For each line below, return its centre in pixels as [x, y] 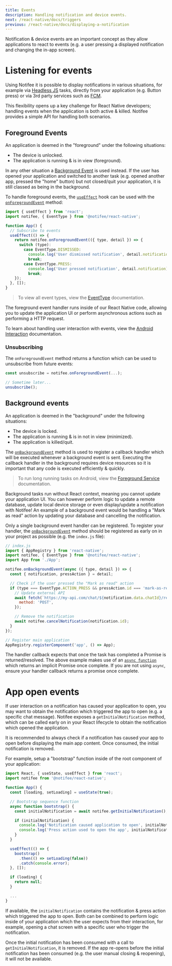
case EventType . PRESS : [48, 264]
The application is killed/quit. [43, 442]
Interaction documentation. [34, 334]
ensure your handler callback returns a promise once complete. [72, 671]
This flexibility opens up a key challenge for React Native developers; [78, 106]
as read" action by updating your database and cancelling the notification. [83, 515]
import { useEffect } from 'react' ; [44, 212]
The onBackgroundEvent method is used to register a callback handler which [85, 452]
